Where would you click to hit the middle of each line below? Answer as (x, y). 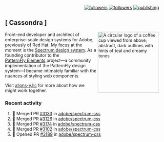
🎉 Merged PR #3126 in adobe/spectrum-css (56, 119)
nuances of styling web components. (42, 76)
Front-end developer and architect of (42, 35)
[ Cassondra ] (26, 23)
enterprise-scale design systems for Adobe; (49, 39)
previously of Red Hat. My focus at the (44, 45)
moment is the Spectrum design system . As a (51, 50)
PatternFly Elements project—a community (48, 60)
